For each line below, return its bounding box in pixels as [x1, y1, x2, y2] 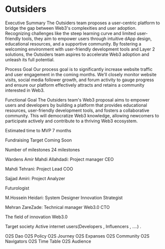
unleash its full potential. [5, 56, 55, 62]
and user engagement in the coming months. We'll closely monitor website [5, 71, 157, 77]
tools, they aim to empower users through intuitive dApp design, [22, 36, 152, 42]
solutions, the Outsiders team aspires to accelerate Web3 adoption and [5, 51, 149, 57]
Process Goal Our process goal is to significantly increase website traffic [5, 66, 153, 72]
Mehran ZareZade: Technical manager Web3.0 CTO [5, 204, 110, 210]
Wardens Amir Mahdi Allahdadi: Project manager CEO [5, 156, 114, 162]
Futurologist [5, 185, 30, 191]
